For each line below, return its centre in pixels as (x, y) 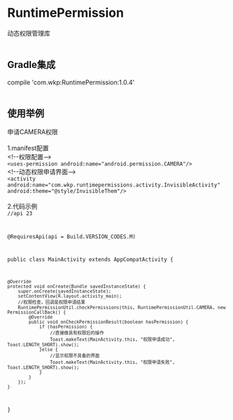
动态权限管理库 (29, 33)
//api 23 (20, 213)
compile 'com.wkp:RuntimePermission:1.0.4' (71, 82)
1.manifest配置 (28, 148)
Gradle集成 (31, 65)
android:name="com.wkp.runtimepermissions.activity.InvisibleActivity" (114, 185)
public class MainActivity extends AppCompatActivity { (90, 260)
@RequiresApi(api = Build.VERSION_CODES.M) (72, 237)
